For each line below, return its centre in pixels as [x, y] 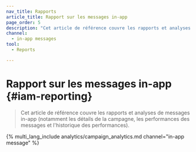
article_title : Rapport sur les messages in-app [67, 17]
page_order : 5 [24, 22]
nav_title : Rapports [31, 11]
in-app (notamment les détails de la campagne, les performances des [105, 119]
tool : [13, 45]
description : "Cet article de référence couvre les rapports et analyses [99, 28]
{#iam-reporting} [49, 96]
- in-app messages [34, 39]
